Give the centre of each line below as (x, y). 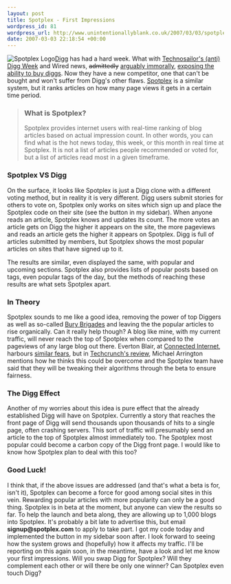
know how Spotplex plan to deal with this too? (72, 452)
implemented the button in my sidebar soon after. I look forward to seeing (111, 536)
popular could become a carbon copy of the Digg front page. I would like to (114, 445)
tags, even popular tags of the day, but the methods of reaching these (106, 277)
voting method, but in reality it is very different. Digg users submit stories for (115, 198)
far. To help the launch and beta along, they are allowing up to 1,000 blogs (112, 514)
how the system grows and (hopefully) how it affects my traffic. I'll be (106, 543)
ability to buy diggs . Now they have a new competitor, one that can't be (108, 74)
